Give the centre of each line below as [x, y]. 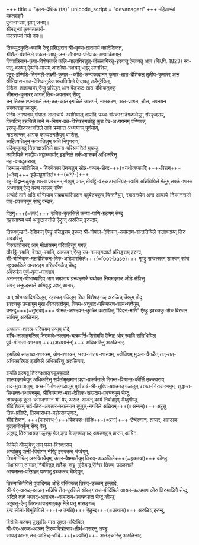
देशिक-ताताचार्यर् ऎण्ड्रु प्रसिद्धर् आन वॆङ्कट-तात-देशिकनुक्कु [61, 88]
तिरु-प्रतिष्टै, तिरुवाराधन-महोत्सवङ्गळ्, [42, 413]
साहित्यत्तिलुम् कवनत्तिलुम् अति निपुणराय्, [43, 141]
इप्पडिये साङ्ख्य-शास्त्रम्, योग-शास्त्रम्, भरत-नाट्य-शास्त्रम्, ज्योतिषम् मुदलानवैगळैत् [82, 354]
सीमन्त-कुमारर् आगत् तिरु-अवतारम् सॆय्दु [43, 94]
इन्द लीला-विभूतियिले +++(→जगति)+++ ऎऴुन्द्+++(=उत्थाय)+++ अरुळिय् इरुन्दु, [86, 510]
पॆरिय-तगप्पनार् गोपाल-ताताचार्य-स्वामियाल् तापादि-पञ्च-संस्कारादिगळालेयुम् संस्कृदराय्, [86, 115]
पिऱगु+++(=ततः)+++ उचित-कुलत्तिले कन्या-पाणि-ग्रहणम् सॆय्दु [65, 213]
